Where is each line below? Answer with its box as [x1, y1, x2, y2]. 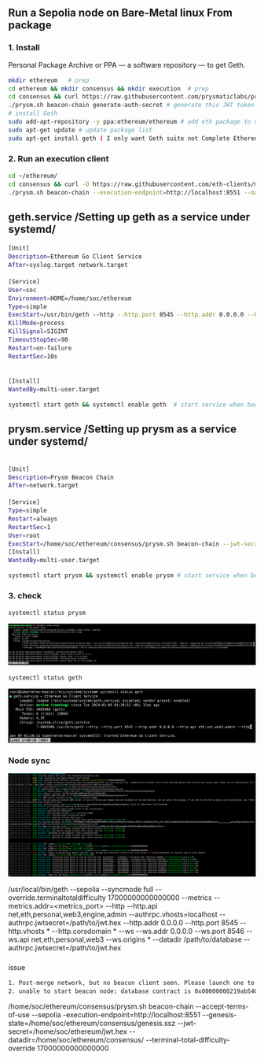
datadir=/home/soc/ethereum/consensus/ [8, 1035, 145, 1044]
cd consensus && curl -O [8, 180, 90, 188]
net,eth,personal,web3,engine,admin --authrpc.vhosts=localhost [8, 909, 218, 920]
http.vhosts [8, 927, 45, 936]
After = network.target [8, 482, 79, 490]
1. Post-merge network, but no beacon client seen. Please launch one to [8, 979, 255, 987]
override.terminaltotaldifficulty [8, 893, 106, 902]
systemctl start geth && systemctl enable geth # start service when [8, 401, 244, 409]
